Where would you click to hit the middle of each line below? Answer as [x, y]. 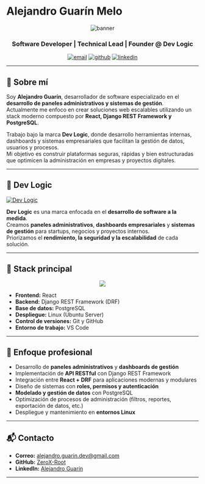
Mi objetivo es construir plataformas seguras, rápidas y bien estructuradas [100, 154]
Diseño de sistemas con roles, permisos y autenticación [87, 386]
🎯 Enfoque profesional [49, 353]
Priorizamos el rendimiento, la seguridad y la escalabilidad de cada [92, 237]
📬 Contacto [30, 438]
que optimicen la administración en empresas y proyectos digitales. [91, 160]
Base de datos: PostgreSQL [50, 308]
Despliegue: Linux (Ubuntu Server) [59, 315]
